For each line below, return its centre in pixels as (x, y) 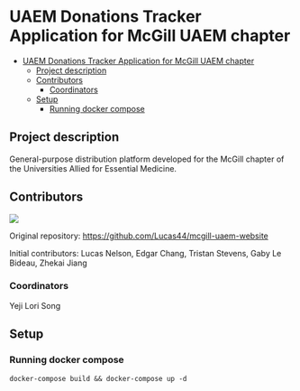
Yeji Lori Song (35, 305)
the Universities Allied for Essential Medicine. (93, 168)
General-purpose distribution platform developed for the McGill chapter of (147, 159)
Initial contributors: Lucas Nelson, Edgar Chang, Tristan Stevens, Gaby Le (145, 253)
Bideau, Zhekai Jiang (48, 263)
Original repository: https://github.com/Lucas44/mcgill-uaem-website (139, 236)
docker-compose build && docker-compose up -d (98, 378)
